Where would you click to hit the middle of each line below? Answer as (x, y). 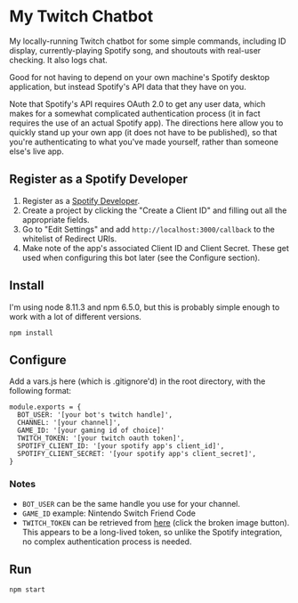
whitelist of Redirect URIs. (69, 239)
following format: (40, 391)
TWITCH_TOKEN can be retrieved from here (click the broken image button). (156, 522)
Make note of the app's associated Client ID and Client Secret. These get (155, 248)
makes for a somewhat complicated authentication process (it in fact (135, 113)
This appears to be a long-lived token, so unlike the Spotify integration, (152, 532)
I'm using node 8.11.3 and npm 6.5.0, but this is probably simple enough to (145, 307)
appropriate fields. (56, 219)
